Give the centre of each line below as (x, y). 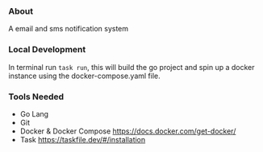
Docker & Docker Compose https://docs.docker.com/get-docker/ (128, 131)
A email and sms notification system (69, 29)
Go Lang (34, 113)
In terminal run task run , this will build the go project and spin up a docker (131, 67)
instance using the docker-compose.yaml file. (85, 76)
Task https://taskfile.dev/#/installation (83, 139)
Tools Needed (36, 97)
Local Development (47, 50)
